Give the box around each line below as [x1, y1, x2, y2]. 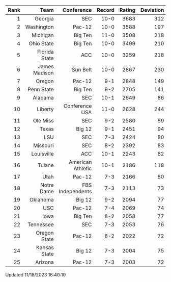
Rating [119, 7, 136, 13]
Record [96, 7, 115, 13]
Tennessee [27, 221, 54, 228]
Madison [33, 69, 54, 76]
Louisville [31, 150, 54, 157]
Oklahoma [30, 196, 54, 203]
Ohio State [28, 40, 54, 47]
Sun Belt [72, 66, 92, 73]
